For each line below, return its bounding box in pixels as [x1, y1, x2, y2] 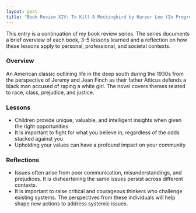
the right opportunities [14, 123, 69, 130]
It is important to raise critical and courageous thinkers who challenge [14, 188, 183, 195]
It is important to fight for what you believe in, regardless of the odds [14, 129, 180, 136]
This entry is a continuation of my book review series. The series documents [6, 30, 190, 37]
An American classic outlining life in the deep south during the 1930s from [6, 70, 184, 77]
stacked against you [14, 135, 63, 142]
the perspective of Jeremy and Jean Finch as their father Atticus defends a [6, 76, 187, 83]
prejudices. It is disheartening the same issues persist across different [14, 176, 184, 183]
